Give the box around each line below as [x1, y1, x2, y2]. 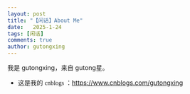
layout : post [7, 10, 46, 18]
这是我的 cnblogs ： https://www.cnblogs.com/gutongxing [17, 78, 184, 87]
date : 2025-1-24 [7, 23, 62, 30]
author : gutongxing [7, 43, 65, 50]
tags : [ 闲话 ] [7, 30, 44, 37]
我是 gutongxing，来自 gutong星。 [7, 64, 109, 71]
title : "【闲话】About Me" [7, 17, 83, 24]
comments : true [7, 37, 53, 44]
